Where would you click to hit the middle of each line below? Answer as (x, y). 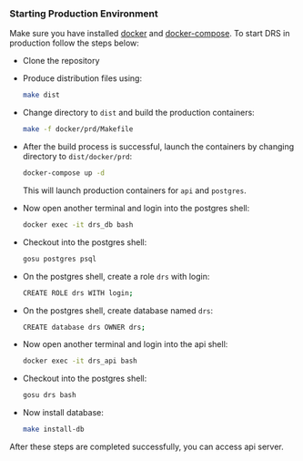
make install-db (53, 430)
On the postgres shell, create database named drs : (118, 310)
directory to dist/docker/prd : (77, 157)
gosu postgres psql (60, 259)
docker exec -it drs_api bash (80, 361)
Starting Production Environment (84, 14)
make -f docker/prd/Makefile (78, 129)
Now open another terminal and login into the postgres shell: (136, 208)
